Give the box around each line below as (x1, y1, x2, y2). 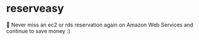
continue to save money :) (6, 27, 71, 34)
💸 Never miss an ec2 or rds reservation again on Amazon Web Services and (6, 21, 194, 28)
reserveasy (6, 2, 64, 15)
